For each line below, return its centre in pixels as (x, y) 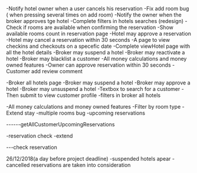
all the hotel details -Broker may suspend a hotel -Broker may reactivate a (96, 52)
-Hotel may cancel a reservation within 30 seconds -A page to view (88, 40)
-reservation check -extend (40, 136)
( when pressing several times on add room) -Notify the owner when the (94, 15)
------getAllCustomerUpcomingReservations (60, 124)
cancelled (18, 165)
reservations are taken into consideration (81, 165)
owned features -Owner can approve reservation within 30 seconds (88, 65)
